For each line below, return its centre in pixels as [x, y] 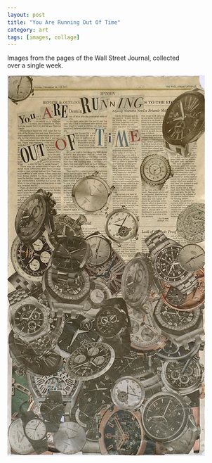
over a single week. [35, 65]
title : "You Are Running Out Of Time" [64, 22]
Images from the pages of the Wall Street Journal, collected [94, 58]
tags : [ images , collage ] [44, 37]
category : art [28, 30]
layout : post [26, 15]
